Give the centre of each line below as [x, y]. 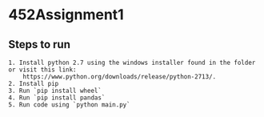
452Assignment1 [66, 15]
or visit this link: [43, 70]
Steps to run [39, 44]
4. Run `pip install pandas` [57, 98]
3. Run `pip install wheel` [55, 91]
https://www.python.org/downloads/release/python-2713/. [120, 77]
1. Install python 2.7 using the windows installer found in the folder [132, 63]
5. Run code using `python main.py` [69, 105]
